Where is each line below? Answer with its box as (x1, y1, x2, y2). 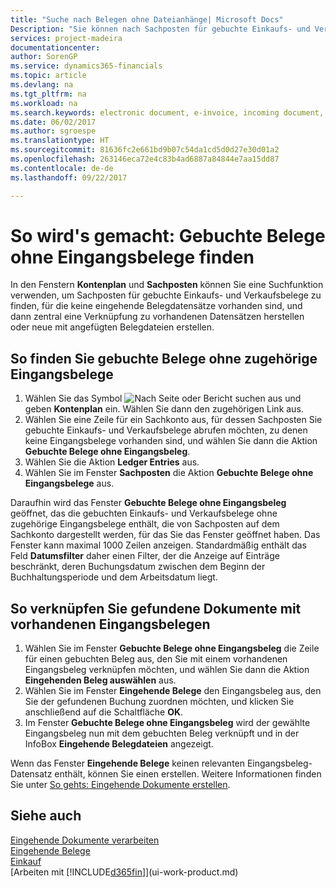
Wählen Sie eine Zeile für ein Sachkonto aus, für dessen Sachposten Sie (24, 414, 323, 426)
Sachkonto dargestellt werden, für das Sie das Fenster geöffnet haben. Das (10, 529, 321, 541)
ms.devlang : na (10, 80, 74, 90)
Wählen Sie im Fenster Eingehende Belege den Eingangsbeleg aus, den (24, 685, 322, 697)
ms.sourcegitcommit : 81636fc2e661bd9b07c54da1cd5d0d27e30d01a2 (10, 145, 280, 155)
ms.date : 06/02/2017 (10, 117, 97, 127)
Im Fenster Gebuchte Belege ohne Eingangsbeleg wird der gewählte (24, 717, 311, 729)
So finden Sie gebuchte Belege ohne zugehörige (10, 350, 318, 367)
